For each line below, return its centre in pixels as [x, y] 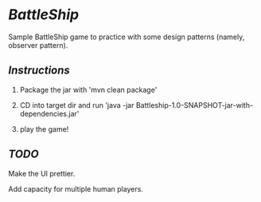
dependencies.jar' [49, 113]
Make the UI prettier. [42, 173]
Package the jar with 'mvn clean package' [88, 89]
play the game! [44, 129]
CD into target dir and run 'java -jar [77, 105]
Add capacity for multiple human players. [76, 188]
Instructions [39, 71]
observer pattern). [38, 45]
